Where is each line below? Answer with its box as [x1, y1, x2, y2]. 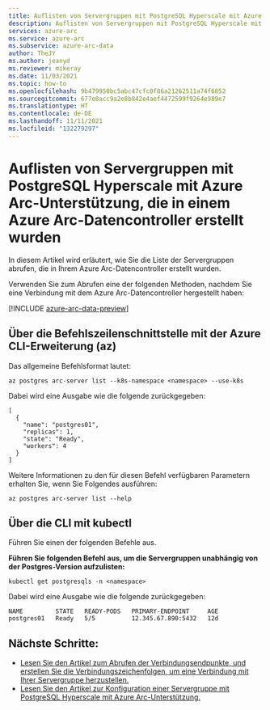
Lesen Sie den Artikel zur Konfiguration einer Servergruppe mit [19, 684, 230, 694]
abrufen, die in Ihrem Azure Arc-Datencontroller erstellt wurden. [8, 264, 221, 273]
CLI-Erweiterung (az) [8, 340, 117, 353]
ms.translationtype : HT [8, 102, 89, 110]
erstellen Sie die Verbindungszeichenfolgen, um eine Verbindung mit [19, 666, 249, 676]
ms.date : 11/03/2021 [8, 72, 78, 80]
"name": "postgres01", [23, 421, 99, 429]
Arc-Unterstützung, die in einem [8, 193, 230, 212]
